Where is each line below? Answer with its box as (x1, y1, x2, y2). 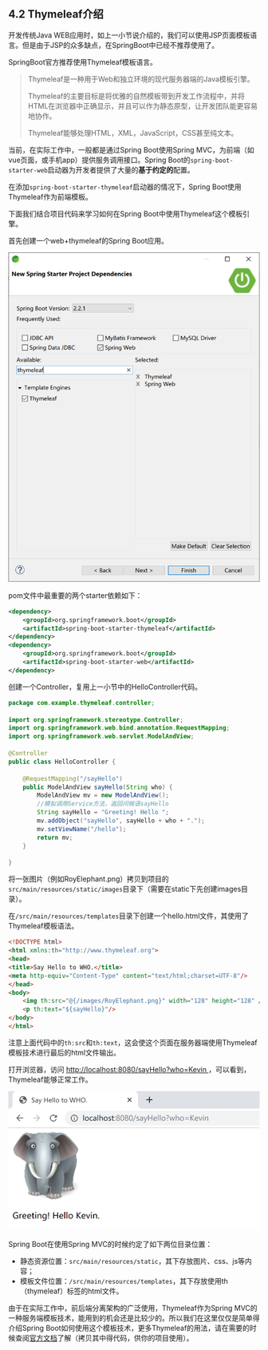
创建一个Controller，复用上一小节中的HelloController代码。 (8, 682, 202, 691)
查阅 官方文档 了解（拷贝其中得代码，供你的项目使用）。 (14, 1332, 194, 1343)
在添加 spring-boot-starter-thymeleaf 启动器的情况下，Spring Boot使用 (8, 182, 242, 192)
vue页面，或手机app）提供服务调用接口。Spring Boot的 (8, 155, 191, 164)
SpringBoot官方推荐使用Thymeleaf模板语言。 (8, 57, 157, 66)
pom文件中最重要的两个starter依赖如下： (8, 590, 143, 600)
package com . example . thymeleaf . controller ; (8, 699, 156, 707)
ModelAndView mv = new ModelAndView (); (37, 791, 170, 800)
